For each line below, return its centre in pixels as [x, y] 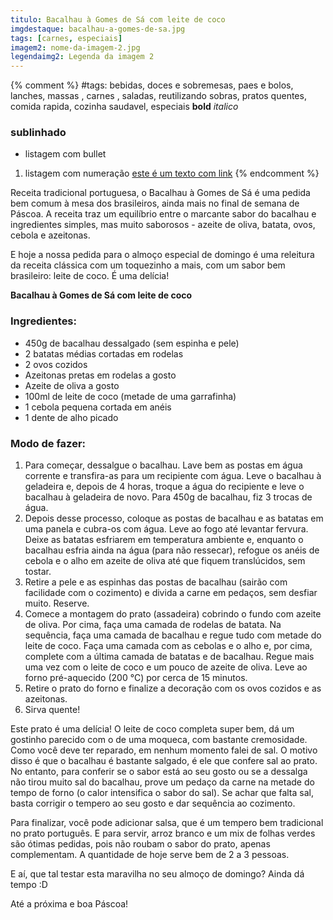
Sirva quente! [52, 710]
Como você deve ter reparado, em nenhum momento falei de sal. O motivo [164, 750]
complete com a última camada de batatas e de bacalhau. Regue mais [169, 657]
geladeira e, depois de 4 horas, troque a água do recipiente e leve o [164, 487]
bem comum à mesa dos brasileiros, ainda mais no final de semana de [155, 203]
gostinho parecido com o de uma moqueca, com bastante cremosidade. [159, 740]
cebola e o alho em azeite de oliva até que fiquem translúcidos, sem [165, 561]
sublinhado [38, 133]
